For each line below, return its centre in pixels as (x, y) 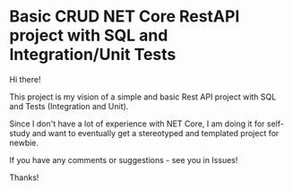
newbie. (24, 142)
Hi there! (25, 79)
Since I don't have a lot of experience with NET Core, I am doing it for (137, 124)
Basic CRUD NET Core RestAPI (125, 17)
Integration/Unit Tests (93, 55)
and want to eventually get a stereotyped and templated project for (155, 133)
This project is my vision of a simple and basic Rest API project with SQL (143, 97)
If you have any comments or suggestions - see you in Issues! (124, 160)
